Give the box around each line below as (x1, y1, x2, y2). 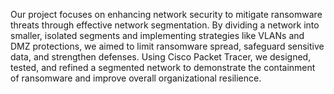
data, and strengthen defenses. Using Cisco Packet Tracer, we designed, (10, 51, 312, 63)
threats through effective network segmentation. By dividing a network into (10, 19, 320, 31)
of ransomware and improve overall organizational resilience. (10, 72, 262, 84)
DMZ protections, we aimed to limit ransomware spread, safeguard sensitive (10, 40, 325, 52)
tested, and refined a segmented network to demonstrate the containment (10, 62, 316, 73)
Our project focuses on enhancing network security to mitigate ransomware (10, 9, 323, 20)
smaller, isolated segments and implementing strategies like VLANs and (10, 30, 305, 41)
